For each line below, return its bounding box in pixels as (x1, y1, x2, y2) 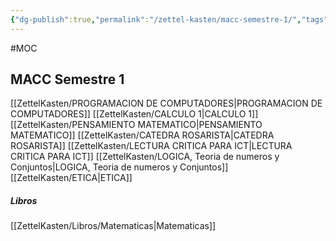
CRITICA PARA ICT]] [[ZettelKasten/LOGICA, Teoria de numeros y (10, 151, 280, 163)
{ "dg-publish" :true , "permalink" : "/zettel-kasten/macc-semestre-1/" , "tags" (10, 14, 329, 25)
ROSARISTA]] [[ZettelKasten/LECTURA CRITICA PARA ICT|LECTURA (10, 140, 293, 152)
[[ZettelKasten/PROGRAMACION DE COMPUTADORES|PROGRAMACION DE (10, 97, 323, 110)
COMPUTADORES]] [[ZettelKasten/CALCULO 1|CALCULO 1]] (10, 108, 259, 120)
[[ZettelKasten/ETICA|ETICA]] (10, 172, 133, 184)
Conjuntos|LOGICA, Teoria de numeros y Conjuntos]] (10, 161, 229, 173)
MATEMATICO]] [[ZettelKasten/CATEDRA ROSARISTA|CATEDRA (10, 129, 275, 141)
